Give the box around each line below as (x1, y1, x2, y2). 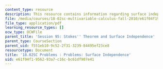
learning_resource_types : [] (5, 25, 64, 30)
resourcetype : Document (5, 48, 53, 52)
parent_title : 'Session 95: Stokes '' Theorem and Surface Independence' (5, 34, 155, 39)
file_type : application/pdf (5, 20, 62, 26)
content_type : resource (5, 7, 53, 12)
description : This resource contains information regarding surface (5, 12, 147, 17)
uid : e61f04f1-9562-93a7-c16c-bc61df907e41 (5, 57, 95, 62)
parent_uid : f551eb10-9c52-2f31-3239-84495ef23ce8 (5, 43, 110, 48)
